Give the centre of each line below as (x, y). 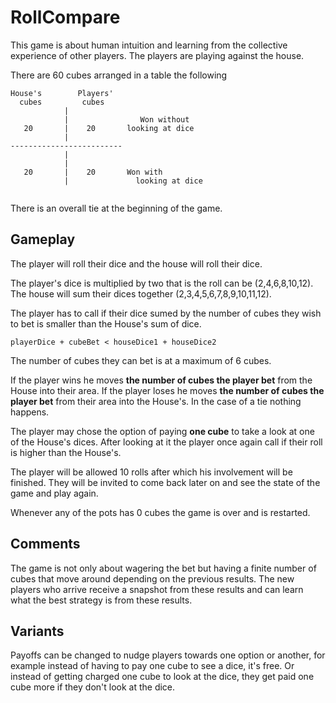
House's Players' (62, 93)
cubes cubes (62, 102)
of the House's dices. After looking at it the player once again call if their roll (166, 442)
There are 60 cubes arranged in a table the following (119, 75)
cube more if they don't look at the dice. (93, 687)
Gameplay (43, 239)
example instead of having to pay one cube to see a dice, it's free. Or (152, 666)
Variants (37, 631)
